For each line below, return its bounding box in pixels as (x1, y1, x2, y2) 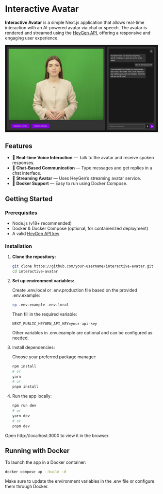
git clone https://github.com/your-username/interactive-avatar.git (12, 264, 154, 269)
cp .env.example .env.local (12, 302, 69, 307)
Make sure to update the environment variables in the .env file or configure (5, 478, 155, 484)
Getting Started (5, 195, 53, 203)
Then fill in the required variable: (12, 311, 77, 317)
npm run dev (12, 403, 36, 408)
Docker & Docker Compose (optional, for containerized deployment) (12, 225, 148, 231)
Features (5, 142, 33, 150)
